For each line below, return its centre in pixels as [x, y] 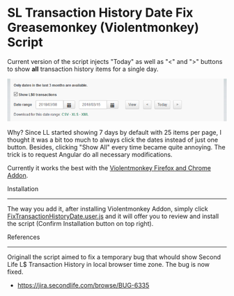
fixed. [15, 272]
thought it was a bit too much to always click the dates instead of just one [112, 140]
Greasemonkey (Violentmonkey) [103, 27]
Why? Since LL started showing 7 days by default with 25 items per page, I [114, 133]
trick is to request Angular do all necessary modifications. [90, 155]
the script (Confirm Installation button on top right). [80, 224]
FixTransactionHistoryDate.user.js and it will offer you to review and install [113, 216]
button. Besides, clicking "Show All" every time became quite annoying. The [116, 147]
